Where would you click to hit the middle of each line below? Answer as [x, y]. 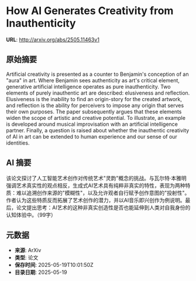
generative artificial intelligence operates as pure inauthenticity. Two [88, 86]
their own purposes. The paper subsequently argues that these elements [94, 111]
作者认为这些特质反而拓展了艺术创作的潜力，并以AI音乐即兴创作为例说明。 [96, 200]
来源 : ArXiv [28, 250]
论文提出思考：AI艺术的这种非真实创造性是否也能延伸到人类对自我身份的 [103, 208]
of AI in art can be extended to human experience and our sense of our [92, 136]
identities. [18, 143]
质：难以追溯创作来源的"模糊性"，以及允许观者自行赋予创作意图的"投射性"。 [98, 193]
